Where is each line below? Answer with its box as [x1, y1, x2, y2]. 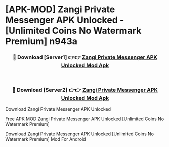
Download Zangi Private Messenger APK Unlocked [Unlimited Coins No [5, 131, 154, 137]
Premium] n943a [5, 36, 77, 47]
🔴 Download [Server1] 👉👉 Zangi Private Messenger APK [12, 54, 158, 61]
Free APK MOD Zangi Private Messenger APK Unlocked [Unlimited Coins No [5, 116, 164, 122]
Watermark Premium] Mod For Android [5, 136, 86, 142]
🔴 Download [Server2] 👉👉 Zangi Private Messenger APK [12, 87, 158, 94]
